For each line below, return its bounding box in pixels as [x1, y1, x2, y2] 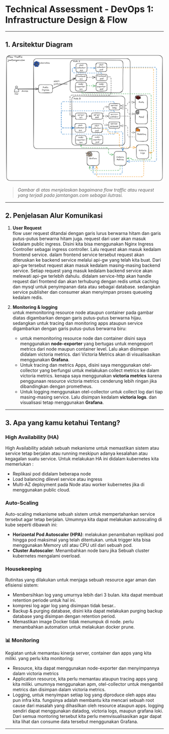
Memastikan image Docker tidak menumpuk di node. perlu [12, 618, 134, 624]
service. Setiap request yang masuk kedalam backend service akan [12, 268, 153, 274]
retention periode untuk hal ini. [12, 597, 76, 603]
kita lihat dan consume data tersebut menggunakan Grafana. [12, 718, 138, 725]
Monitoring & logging [12, 304, 58, 310]
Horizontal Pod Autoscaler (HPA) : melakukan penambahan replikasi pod [12, 531, 163, 537]
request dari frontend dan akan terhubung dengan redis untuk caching [12, 278, 159, 284]
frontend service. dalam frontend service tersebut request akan [12, 252, 144, 258]
